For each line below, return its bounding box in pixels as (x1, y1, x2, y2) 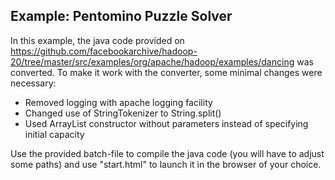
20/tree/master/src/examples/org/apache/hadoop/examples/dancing (10, 55, 295, 68)
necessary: (10, 77, 57, 89)
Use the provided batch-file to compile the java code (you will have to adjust (10, 147, 325, 159)
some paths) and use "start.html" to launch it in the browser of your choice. (10, 158, 322, 170)
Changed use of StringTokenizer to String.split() (24, 107, 222, 119)
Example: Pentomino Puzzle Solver (10, 8, 233, 25)
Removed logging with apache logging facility (24, 96, 213, 108)
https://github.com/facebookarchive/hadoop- (10, 45, 198, 57)
